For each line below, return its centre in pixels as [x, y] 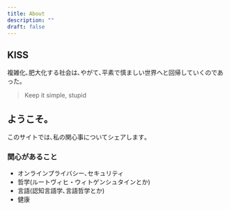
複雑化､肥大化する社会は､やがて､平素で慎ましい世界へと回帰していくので [112, 73]
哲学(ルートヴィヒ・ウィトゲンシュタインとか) [84, 182]
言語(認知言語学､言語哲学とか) [61, 191]
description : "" [31, 20]
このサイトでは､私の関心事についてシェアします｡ [77, 137]
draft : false [26, 27]
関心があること [32, 156]
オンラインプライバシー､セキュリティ [70, 173]
